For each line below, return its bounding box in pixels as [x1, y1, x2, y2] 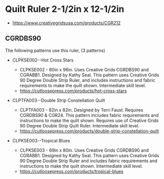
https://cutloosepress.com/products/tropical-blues [19, 168, 124, 174]
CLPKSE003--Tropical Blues [12, 137, 70, 143]
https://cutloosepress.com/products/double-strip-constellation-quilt [19, 128, 160, 134]
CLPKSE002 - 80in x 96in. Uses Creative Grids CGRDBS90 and [19, 66, 149, 72]
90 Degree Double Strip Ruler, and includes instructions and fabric [19, 77, 156, 83]
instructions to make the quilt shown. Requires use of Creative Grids [19, 118, 159, 123]
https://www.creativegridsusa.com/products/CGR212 [12, 20, 121, 26]
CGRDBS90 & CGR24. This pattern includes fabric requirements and [19, 112, 159, 118]
